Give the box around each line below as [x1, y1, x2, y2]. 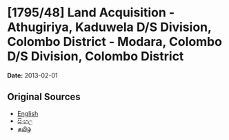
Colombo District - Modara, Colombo [7, 34, 223, 49]
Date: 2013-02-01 [7, 71, 58, 80]
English [17, 109, 39, 117]
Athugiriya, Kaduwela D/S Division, [7, 19, 212, 35]
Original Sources [7, 91, 81, 103]
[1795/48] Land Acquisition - [7, 5, 175, 21]
